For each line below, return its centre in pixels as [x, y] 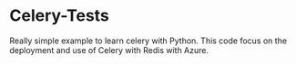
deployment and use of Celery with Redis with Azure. [109, 50]
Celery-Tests [59, 16]
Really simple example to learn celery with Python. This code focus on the [148, 41]
